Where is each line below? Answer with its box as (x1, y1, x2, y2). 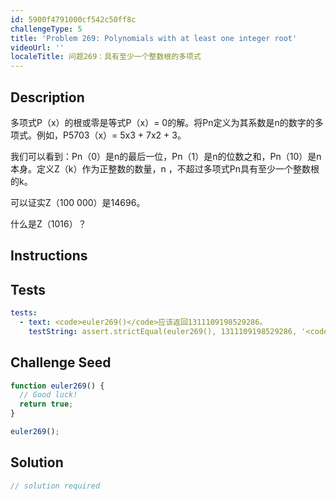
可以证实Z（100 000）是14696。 (10, 196, 146, 208)
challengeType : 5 (10, 24, 83, 34)
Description (10, 89, 85, 106)
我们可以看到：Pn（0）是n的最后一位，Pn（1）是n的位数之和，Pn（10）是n (10, 150, 322, 162)
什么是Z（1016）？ (10, 217, 87, 230)
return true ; (19, 399, 74, 410)
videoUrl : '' (10, 42, 65, 53)
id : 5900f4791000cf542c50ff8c (10, 14, 137, 25)
